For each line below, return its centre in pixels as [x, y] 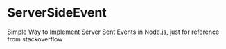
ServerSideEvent [57, 13]
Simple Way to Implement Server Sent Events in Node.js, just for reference [113, 32]
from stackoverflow [35, 39]
